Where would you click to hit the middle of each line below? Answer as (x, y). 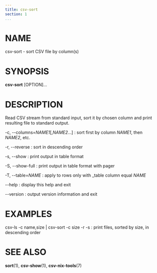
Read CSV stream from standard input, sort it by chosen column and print (78, 118)
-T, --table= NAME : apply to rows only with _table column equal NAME (76, 175)
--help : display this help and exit (38, 185)
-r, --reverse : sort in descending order (44, 147)
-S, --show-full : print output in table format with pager (60, 166)
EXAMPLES (28, 214)
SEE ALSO (26, 252)
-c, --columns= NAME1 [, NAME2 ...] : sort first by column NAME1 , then (74, 132)
